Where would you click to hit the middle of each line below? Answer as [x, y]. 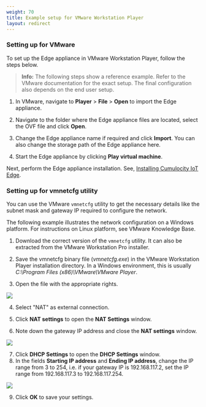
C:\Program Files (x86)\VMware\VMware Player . [76, 272]
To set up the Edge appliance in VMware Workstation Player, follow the [96, 58]
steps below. [22, 64]
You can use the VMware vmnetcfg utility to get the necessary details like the [103, 204]
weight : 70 [20, 12]
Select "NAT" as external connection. [62, 307]
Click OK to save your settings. [54, 397]
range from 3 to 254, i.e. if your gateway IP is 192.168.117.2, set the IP [102, 367]
